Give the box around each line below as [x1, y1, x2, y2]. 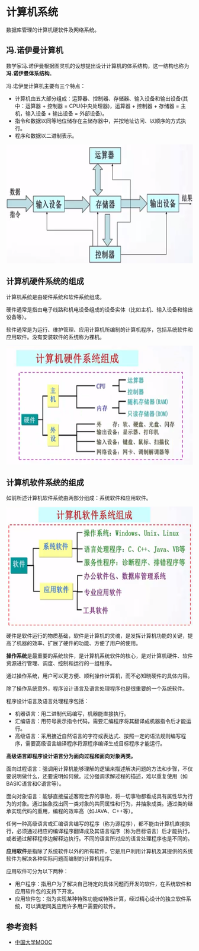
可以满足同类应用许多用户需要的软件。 [25, 903, 119, 910]
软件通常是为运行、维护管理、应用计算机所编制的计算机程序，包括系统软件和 [6, 326, 193, 333]
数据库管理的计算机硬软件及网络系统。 [6, 26, 99, 33]
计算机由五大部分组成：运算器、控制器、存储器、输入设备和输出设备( [14, 95, 183, 102]
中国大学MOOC [14, 939, 53, 946]
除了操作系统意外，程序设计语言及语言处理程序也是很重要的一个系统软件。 [6, 685, 188, 692]
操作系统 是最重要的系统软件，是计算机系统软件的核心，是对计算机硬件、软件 [6, 652, 193, 660]
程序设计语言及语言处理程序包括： [6, 698, 89, 705]
